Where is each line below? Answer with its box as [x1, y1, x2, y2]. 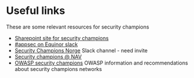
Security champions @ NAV [14, 53, 82, 60]
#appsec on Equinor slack [14, 41, 78, 48]
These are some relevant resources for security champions [6, 23, 149, 30]
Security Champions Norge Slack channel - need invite [14, 47, 148, 54]
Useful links [6, 4, 66, 17]
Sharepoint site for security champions [14, 34, 109, 41]
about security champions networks [14, 65, 102, 72]
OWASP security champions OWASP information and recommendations [14, 59, 188, 66]
